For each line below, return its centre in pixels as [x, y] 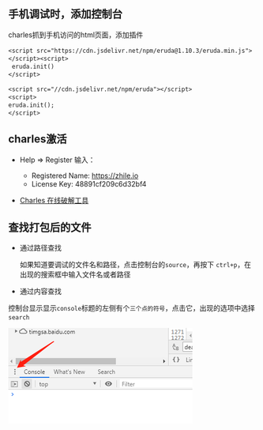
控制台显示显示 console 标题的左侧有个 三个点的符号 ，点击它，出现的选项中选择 [131, 308]
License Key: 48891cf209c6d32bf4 [89, 183]
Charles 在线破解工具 [54, 200]
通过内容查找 [40, 292]
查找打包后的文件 [50, 228]
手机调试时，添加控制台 [65, 14]
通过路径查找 [40, 248]
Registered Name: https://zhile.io [85, 175]
